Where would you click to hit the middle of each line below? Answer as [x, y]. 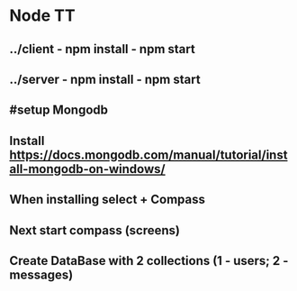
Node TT [42, 16]
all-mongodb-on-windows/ [87, 169]
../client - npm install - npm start [102, 49]
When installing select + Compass [107, 200]
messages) [41, 274]
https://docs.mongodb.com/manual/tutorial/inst [148, 155]
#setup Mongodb [59, 110]
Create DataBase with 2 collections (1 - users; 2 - [149, 261]
